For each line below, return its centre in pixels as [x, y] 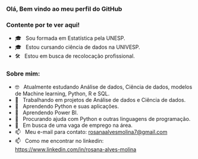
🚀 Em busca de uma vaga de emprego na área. [73, 125]
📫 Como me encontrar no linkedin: [59, 141]
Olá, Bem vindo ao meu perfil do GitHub [64, 9]
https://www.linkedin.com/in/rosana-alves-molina [76, 149]
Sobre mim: [23, 74]
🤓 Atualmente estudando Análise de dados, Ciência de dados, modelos [103, 87]
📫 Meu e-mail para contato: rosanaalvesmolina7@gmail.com [91, 132]
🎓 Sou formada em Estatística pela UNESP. [70, 38]
